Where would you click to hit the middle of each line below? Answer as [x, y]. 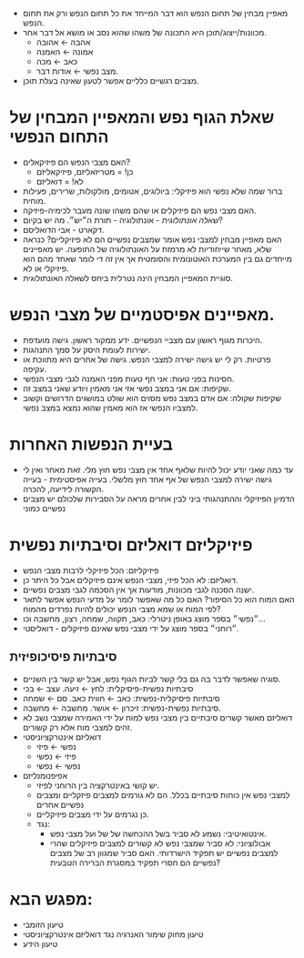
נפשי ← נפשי [58, 766]
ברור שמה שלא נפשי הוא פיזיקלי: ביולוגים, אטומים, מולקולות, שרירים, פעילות [152, 191]
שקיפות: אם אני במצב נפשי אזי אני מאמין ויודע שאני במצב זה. [127, 388]
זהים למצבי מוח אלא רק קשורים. [77, 727]
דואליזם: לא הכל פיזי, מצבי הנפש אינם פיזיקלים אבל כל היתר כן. [130, 580]
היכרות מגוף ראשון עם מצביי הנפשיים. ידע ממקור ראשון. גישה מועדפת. [142, 339]
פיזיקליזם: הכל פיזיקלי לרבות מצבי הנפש [91, 570]
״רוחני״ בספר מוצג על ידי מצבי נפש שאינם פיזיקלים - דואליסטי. [131, 628]
